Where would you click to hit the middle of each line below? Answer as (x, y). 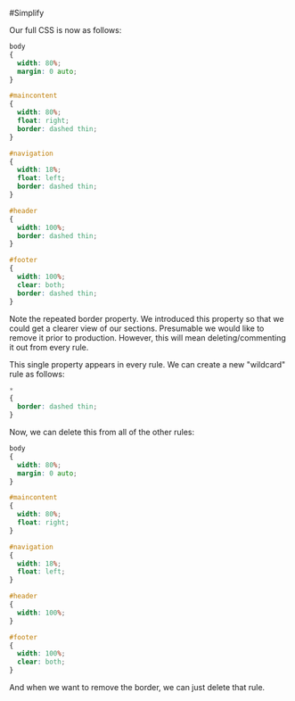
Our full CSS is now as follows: (66, 30)
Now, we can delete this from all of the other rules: (102, 432)
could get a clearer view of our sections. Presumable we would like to (137, 328)
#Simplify (27, 13)
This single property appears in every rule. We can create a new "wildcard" (147, 364)
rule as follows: (37, 374)
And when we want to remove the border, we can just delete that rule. (137, 687)
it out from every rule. (49, 347)
